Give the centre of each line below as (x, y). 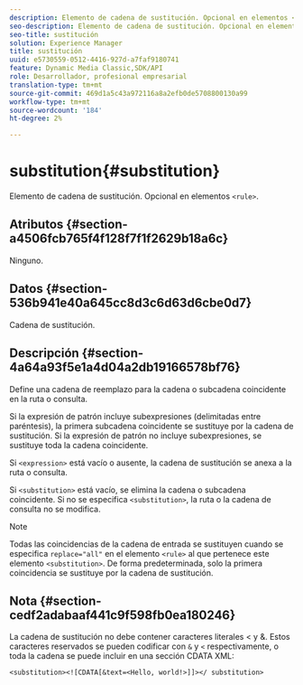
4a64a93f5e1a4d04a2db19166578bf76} (125, 367)
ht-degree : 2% (36, 118)
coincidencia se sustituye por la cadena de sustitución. (111, 572)
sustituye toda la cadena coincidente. (79, 445)
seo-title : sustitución (54, 34)
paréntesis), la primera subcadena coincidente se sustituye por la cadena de (151, 426)
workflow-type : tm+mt (50, 102)
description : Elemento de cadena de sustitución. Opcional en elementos (149, 18)
